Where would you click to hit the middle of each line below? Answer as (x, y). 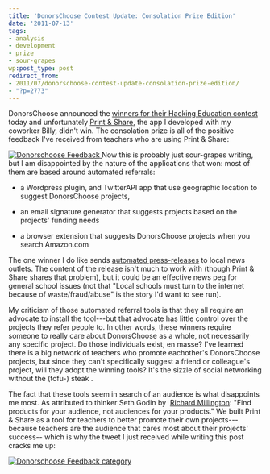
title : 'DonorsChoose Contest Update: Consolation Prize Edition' (122, 16)
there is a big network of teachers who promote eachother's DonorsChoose (134, 353)
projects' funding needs (60, 220)
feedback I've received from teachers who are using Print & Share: (119, 139)
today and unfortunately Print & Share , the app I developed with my (120, 123)
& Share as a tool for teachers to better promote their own (104, 420)
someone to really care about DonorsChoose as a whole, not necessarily (129, 336)
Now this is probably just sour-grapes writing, (178, 155)
